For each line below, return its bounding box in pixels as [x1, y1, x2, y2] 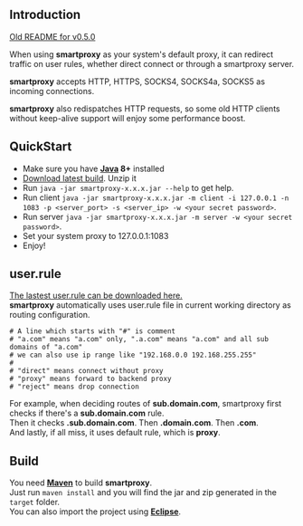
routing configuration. [9, 310, 90, 320]
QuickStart [9, 139, 72, 155]
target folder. [9, 497, 61, 508]
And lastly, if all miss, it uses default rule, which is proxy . [9, 427, 222, 438]
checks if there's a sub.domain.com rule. [9, 407, 165, 419]
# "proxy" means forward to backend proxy [9, 375, 172, 384]
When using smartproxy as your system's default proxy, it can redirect [9, 49, 274, 60]
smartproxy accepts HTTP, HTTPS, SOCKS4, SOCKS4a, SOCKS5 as [9, 76, 265, 87]
